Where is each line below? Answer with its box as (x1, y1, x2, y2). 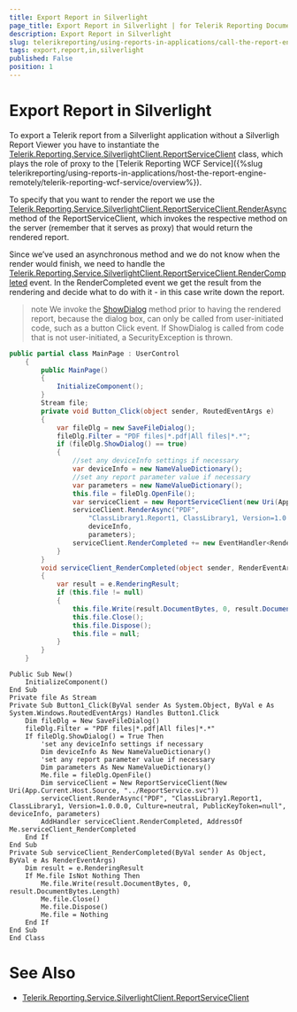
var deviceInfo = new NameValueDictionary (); (72, 464, 243, 474)
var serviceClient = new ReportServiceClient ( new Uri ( (72, 497, 278, 506)
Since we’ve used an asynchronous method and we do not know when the (9, 249, 280, 260)
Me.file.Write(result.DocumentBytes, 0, (41, 879, 192, 889)
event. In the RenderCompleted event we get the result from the (29, 276, 263, 288)
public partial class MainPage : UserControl (9, 349, 179, 358)
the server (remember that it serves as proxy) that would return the (9, 222, 254, 233)
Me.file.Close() (41, 895, 101, 904)
